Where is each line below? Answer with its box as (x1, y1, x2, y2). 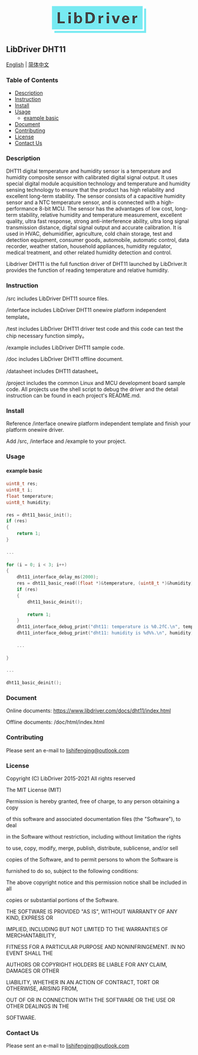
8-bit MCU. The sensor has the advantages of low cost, (39, 205, 174, 212)
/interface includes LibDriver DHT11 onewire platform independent (6, 306, 167, 313)
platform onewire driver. (6, 426, 65, 433)
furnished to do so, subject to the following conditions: (6, 867, 138, 875)
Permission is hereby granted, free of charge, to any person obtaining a (6, 797, 180, 804)
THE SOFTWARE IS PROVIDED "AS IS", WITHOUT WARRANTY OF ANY (6, 908, 178, 915)
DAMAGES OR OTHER (6, 967, 60, 974)
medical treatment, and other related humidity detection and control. (6, 249, 172, 256)
